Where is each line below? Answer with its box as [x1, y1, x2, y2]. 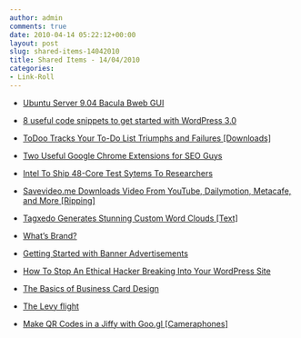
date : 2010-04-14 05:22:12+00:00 [9, 30, 136, 39]
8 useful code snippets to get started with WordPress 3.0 [22, 114, 237, 125]
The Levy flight [22, 301, 80, 312]
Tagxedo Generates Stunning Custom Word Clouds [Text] [22, 213, 238, 224]
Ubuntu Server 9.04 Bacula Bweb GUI [22, 97, 165, 108]
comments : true [9, 22, 67, 31]
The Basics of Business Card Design [22, 283, 159, 293]
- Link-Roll [9, 73, 55, 82]
